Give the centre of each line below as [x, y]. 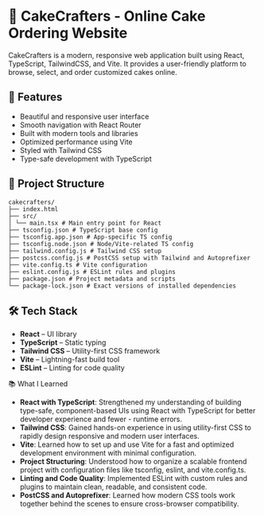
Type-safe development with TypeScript [86, 158]
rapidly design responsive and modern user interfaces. [110, 436]
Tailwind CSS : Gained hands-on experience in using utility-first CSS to [136, 428]
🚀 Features [35, 98]
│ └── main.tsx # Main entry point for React [85, 223]
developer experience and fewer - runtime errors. [101, 419]
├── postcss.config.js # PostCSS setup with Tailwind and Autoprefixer [129, 258]
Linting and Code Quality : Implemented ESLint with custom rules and [134, 479]
